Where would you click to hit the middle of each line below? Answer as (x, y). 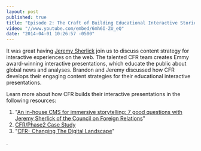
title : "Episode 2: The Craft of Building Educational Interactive (92, 23)
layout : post (22, 12)
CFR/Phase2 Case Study (45, 125)
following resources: (31, 101)
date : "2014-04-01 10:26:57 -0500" (51, 34)
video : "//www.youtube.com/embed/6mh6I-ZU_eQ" (65, 28)
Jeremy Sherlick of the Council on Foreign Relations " (80, 118)
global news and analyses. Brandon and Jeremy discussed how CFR (91, 70)
